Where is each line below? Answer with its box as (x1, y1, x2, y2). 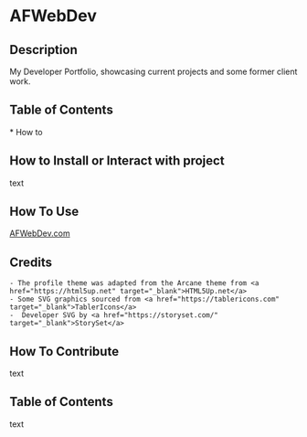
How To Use (9, 204, 79, 219)
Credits (9, 254, 53, 270)
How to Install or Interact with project (9, 153, 226, 169)
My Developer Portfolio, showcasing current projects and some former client (9, 66, 298, 77)
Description (9, 42, 78, 58)
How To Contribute (9, 344, 120, 359)
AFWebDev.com (9, 228, 70, 239)
